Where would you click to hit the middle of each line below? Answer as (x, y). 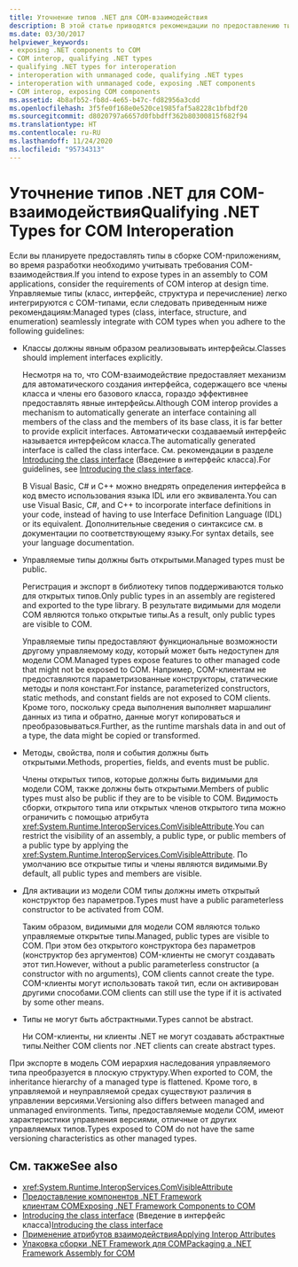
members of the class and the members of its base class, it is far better (152, 421)
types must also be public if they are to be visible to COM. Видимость (150, 798)
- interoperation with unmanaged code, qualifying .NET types (126, 75)
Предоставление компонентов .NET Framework (112, 1197)
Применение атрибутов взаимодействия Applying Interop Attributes (149, 1234)
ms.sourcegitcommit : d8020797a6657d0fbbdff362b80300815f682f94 (129, 116)
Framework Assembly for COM (78, 1253)
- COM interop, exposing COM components (85, 91)
